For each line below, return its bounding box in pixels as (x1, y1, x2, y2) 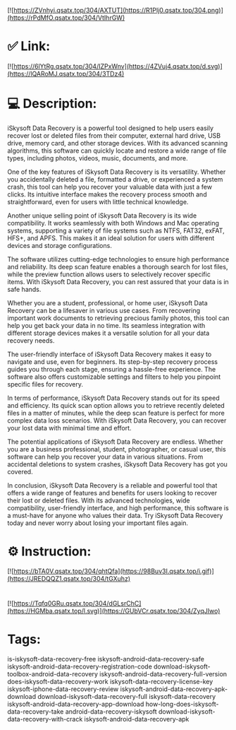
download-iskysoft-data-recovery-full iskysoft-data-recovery (37, 692, 216, 700)
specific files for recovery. (7, 379, 83, 388)
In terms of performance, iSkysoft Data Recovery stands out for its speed (7, 394, 220, 402)
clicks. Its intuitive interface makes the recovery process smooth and (7, 190, 207, 199)
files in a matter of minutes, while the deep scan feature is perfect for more (7, 408, 225, 417)
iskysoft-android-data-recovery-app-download (7, 700, 144, 708)
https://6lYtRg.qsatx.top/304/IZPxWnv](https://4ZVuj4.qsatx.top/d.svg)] (13, 61, 223, 70)
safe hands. (7, 285, 42, 293)
